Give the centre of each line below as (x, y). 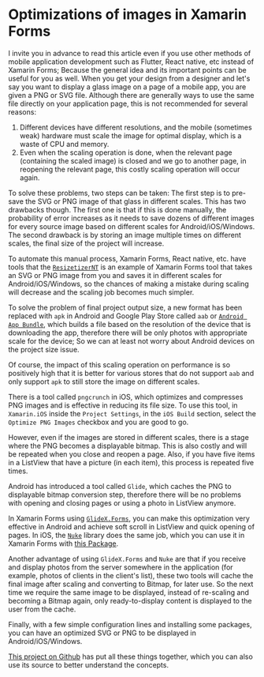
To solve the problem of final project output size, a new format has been (125, 307)
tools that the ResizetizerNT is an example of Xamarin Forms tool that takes (130, 267)
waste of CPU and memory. (64, 144)
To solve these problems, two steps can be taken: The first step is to (119, 193)
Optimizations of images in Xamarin (127, 15)
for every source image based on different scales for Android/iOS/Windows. (132, 226)
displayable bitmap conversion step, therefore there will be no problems (125, 495)
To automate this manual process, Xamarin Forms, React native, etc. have (127, 258)
